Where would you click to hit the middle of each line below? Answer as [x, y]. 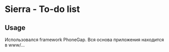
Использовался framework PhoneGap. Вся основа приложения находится [84, 39]
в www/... [15, 45]
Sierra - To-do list [43, 9]
